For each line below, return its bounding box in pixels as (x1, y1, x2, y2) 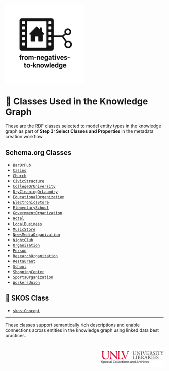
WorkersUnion (12, 280, 40, 285)
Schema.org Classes (5, 148, 72, 157)
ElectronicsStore (12, 200, 49, 205)
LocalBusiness (12, 221, 42, 227)
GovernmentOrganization (12, 210, 63, 215)
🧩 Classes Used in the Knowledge (5, 96, 148, 107)
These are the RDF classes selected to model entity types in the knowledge (5, 123, 162, 129)
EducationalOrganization (12, 194, 65, 200)
